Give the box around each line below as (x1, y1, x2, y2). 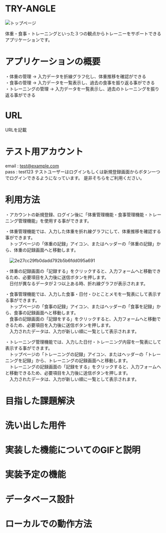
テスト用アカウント (5, 146, 84, 157)
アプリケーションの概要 (5, 56, 101, 68)
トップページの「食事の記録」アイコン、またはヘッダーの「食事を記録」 (9, 304, 157, 309)
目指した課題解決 (5, 395, 75, 406)
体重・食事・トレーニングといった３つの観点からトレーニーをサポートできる (5, 30, 162, 36)
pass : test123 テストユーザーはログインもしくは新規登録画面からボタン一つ (5, 168, 161, 174)
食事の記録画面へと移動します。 (13, 309, 78, 315)
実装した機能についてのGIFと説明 (5, 445, 141, 456)
